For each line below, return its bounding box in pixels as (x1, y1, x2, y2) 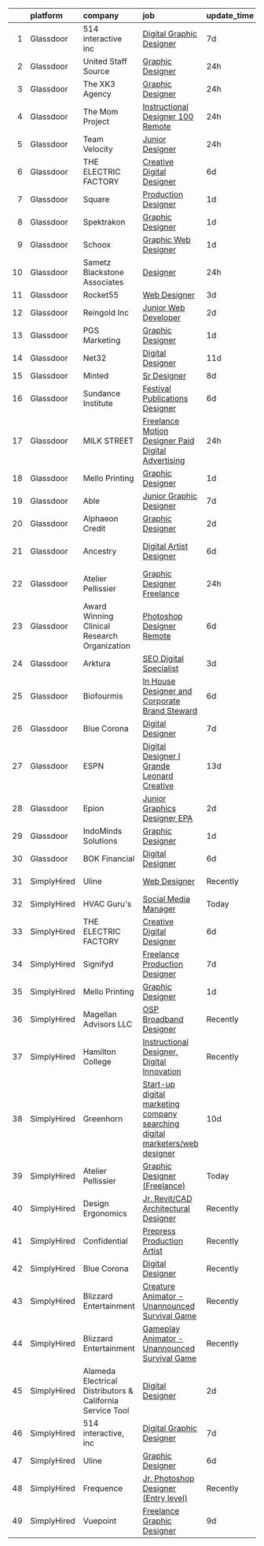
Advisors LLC (82, 1019, 133, 1030)
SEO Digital (142, 654, 185, 664)
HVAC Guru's (82, 899, 132, 909)
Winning (82, 611, 114, 621)
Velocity (82, 143, 113, 155)
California (82, 1395, 119, 1406)
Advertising (142, 455, 185, 466)
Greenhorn (82, 1113, 123, 1124)
